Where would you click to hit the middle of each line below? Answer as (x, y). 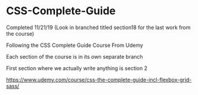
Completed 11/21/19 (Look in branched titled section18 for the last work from (98, 27)
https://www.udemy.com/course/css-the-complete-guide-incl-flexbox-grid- (99, 80)
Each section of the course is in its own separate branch (74, 56)
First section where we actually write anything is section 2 (77, 68)
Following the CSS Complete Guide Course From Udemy (75, 45)
